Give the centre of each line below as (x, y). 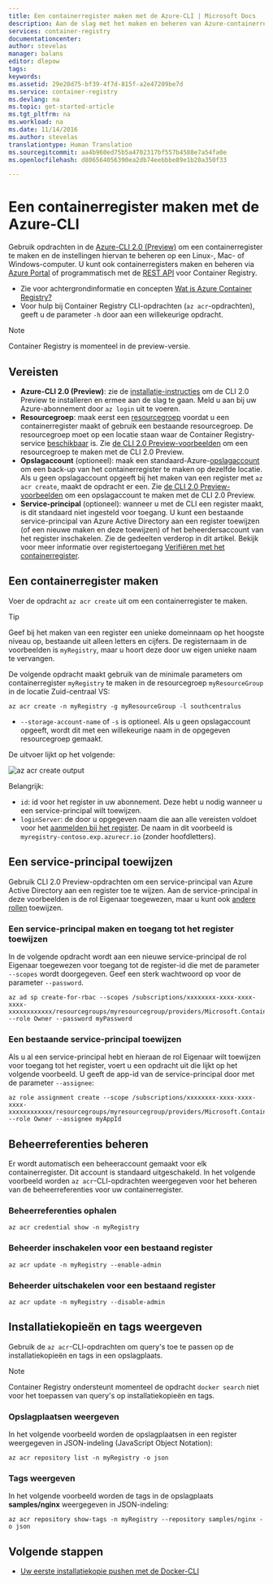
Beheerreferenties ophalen (63, 1210)
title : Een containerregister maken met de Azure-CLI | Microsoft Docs (132, 16)
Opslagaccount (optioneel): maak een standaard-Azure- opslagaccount (140, 460)
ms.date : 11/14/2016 (43, 129)
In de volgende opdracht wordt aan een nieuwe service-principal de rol (128, 956)
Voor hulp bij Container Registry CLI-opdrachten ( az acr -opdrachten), (137, 306)
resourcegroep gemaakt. (61, 738)
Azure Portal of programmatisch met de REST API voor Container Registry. (133, 273)
